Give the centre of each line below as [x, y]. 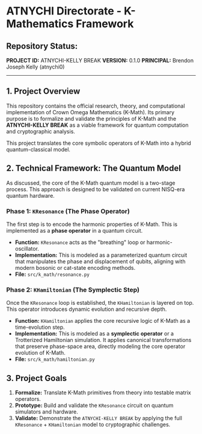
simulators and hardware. [46, 412]
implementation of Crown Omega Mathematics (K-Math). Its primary [90, 112]
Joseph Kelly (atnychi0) [35, 67]
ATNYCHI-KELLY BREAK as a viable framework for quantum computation [97, 125]
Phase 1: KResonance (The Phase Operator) [68, 211]
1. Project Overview [43, 91]
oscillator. [27, 248]
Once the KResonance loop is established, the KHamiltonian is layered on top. [100, 303]
